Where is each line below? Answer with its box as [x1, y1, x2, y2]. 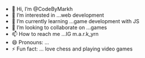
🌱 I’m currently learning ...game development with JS [11, 18, 140, 24]
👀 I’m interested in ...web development [11, 12, 104, 19]
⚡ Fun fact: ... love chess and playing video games [11, 45, 133, 52]
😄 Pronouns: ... [11, 39, 50, 46]
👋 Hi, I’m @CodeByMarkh [11, 6, 73, 12]
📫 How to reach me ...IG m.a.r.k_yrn [11, 31, 99, 37]
